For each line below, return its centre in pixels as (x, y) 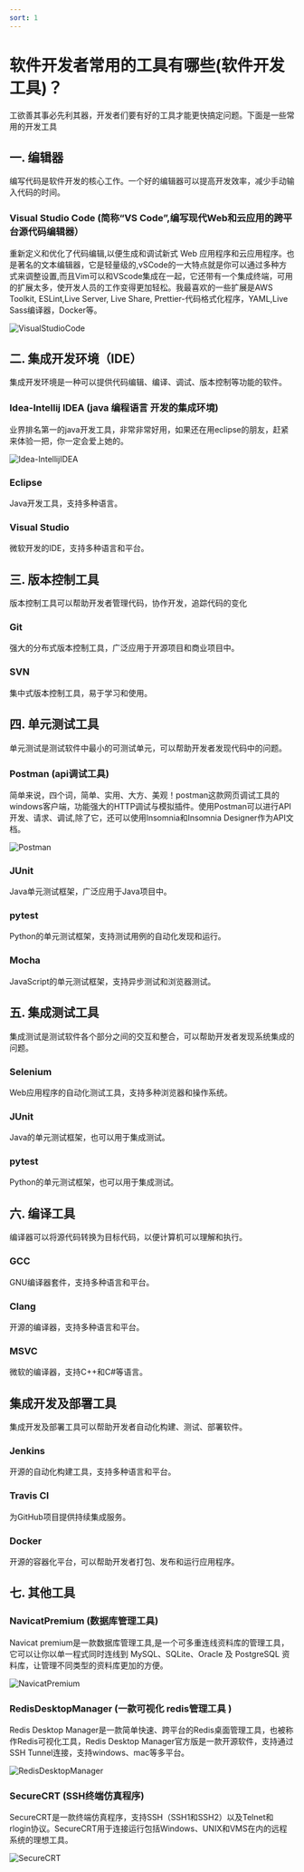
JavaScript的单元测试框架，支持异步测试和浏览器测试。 (113, 981)
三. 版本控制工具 (54, 580)
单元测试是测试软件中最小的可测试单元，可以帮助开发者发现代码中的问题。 (148, 748)
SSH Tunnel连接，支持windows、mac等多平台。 (100, 1752)
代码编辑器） (56, 232)
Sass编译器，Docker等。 (56, 310)
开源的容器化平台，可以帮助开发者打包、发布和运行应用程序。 (124, 1561)
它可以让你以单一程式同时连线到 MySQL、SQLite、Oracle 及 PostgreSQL (145, 1654)
